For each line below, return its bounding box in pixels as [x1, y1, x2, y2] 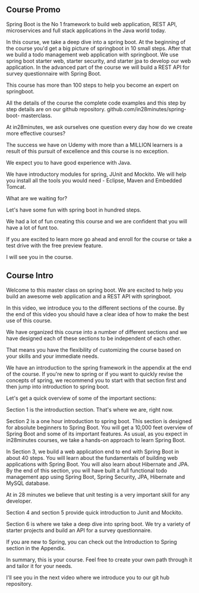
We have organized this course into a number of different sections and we [6, 328, 188, 335]
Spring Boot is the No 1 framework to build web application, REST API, [6, 20, 177, 27]
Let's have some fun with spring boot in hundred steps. [6, 206, 141, 213]
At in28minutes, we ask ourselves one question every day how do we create [6, 123, 193, 130]
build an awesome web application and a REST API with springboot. [6, 292, 172, 299]
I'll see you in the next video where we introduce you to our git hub [6, 573, 170, 581]
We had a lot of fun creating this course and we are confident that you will [6, 217, 187, 225]
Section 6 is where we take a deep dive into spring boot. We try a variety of [6, 520, 191, 528]
